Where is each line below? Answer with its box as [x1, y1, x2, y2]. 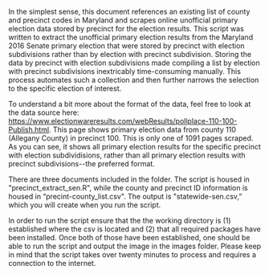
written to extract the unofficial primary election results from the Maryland [8, 32, 254, 42]
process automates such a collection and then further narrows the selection [8, 76, 259, 84]
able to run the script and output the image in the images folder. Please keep [8, 241, 262, 251]
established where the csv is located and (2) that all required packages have [8, 224, 261, 234]
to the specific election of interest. [8, 84, 122, 93]
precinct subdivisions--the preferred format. [8, 159, 155, 168]
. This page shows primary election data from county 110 [48, 125, 237, 134]
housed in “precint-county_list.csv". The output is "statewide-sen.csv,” [8, 192, 243, 201]
